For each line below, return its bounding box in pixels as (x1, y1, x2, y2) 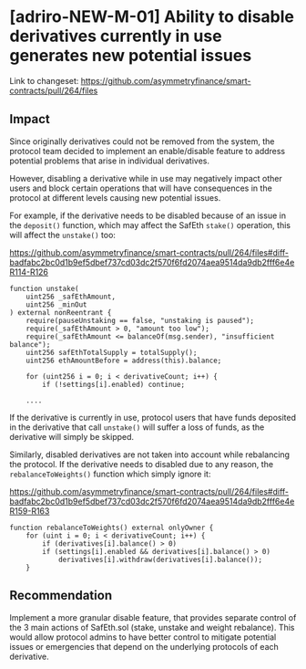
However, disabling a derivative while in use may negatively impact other (9, 172, 282, 183)
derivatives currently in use (9, 26, 222, 47)
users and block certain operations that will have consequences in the (9, 183, 273, 193)
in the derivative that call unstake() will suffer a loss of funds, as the (9, 422, 265, 433)
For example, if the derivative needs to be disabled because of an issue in (9, 210, 287, 221)
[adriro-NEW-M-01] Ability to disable (9, 6, 294, 27)
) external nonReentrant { (9, 308, 112, 317)
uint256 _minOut (25, 299, 88, 309)
